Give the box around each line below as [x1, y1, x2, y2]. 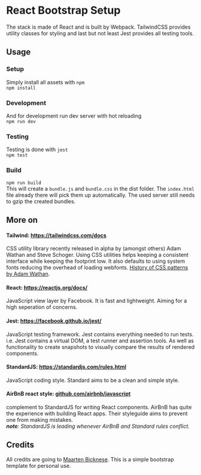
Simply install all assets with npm [6, 78, 85, 85]
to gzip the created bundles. [6, 198, 76, 205]
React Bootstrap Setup [6, 4, 121, 17]
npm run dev [6, 118, 36, 124]
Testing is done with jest [6, 146, 68, 153]
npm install [6, 85, 36, 91]
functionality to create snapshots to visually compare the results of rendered [6, 343, 195, 350]
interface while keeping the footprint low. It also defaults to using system [6, 258, 185, 265]
